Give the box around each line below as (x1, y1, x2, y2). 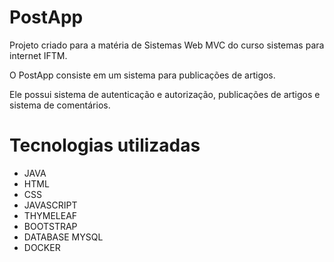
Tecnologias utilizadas (9, 134, 201, 157)
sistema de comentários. (9, 99, 111, 111)
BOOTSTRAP (23, 220, 78, 232)
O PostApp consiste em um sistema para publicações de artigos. (9, 69, 276, 81)
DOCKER (23, 241, 61, 253)
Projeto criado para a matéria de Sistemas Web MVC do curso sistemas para (9, 39, 325, 51)
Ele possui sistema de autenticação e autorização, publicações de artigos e (9, 88, 321, 100)
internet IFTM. (9, 49, 68, 61)
